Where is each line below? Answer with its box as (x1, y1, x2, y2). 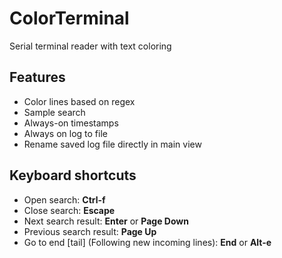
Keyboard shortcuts (9, 167, 137, 184)
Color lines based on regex (23, 95, 136, 107)
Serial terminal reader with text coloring (9, 40, 172, 52)
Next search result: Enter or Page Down (23, 215, 189, 227)
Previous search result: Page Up (23, 225, 157, 237)
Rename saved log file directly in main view (23, 138, 202, 150)
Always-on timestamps (23, 117, 119, 129)
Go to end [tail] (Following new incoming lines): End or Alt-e (23, 236, 272, 248)
